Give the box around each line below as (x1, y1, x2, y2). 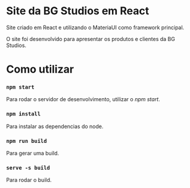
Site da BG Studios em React (6, 4, 149, 18)
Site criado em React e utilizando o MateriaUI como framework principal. (6, 24, 185, 31)
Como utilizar (6, 62, 74, 76)
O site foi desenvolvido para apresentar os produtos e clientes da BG (6, 35, 176, 42)
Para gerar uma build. (6, 150, 60, 157)
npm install (6, 111, 41, 117)
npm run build (6, 137, 47, 144)
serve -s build (6, 164, 51, 171)
